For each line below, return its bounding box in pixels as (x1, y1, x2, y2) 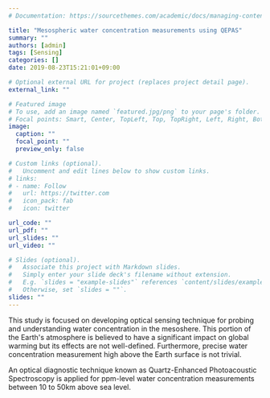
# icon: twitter (8, 204, 70, 213)
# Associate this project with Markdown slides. (8, 263, 182, 272)
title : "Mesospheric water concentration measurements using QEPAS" (8, 26, 243, 35)
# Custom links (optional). (8, 159, 103, 167)
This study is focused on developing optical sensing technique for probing (8, 315, 255, 325)
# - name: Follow (8, 182, 67, 190)
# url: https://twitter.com (8, 190, 110, 198)
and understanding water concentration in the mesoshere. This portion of (8, 323, 252, 334)
